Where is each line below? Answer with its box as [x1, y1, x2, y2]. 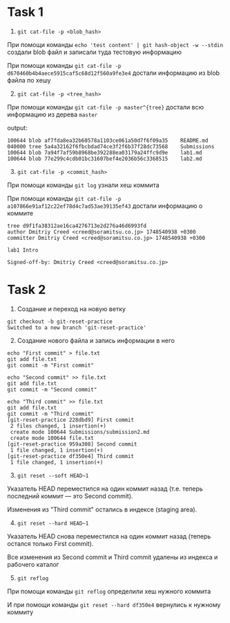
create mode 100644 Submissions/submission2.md [10, 428, 150, 435]
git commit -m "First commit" [7, 362, 95, 369]
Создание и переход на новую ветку [17, 304, 126, 313]
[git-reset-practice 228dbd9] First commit [7, 416, 135, 423]
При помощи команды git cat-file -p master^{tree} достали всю [7, 103, 204, 111]
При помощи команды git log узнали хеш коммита [7, 181, 160, 189]
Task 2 [7, 282, 46, 298]
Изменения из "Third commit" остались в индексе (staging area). [7, 505, 198, 514]
